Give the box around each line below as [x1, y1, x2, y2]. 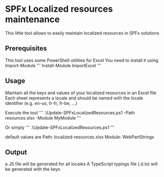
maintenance [5, 14, 60, 25]
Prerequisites [5, 44, 47, 52]
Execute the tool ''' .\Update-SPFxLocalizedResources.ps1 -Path [5, 109, 135, 116]
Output [5, 148, 27, 156]
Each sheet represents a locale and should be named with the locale [5, 95, 143, 101]
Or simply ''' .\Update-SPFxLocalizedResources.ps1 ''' [5, 124, 114, 130]
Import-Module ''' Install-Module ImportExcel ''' [5, 62, 102, 68]
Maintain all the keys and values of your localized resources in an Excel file [5, 90, 157, 96]
